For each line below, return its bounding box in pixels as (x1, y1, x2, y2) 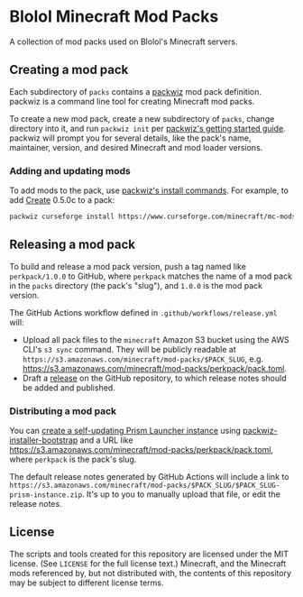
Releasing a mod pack (9, 237, 136, 253)
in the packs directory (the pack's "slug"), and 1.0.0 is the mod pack (9, 280, 263, 290)
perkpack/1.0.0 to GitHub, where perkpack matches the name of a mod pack (9, 271, 293, 281)
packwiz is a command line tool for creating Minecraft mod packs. (9, 96, 255, 106)
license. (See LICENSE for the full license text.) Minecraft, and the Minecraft (9, 557, 287, 569)
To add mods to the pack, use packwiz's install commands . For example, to (9, 185, 289, 196)
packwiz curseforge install (9, 212, 115, 222)
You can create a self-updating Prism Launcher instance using (9, 426, 242, 436)
